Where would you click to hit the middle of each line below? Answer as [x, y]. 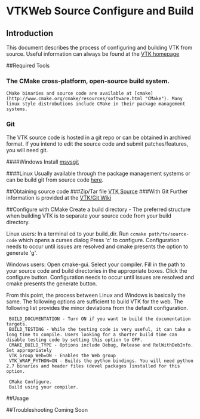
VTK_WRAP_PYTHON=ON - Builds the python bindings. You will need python [101, 361]
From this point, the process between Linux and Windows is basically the [96, 295]
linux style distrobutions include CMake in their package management [96, 104]
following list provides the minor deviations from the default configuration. [97, 308]
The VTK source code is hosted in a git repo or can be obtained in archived [99, 137]
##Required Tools [28, 65]
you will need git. [27, 150]
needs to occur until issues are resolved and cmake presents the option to [97, 246]
